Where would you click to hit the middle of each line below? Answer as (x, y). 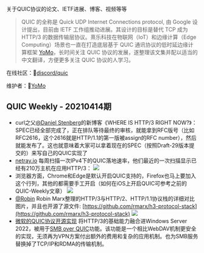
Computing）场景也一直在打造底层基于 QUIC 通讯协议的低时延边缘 (105, 45)
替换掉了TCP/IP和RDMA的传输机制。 (61, 244)
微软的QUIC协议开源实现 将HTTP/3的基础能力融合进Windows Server (101, 221)
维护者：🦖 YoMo (26, 86)
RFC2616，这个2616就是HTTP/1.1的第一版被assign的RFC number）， (100, 137)
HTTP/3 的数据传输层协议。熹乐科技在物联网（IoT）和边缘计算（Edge (109, 37)
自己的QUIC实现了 (65, 153)
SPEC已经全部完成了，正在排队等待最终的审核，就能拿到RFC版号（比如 (105, 130)
